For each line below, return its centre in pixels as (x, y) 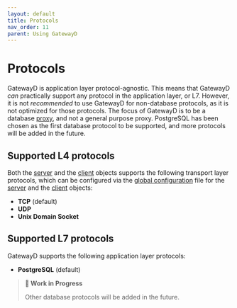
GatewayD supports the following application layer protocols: (97, 256)
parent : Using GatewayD (43, 34)
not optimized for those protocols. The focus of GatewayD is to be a (106, 111)
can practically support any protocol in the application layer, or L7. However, (118, 96)
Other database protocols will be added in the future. (102, 297)
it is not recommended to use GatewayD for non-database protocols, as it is (118, 103)
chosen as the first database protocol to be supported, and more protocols (116, 126)
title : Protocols (33, 21)
